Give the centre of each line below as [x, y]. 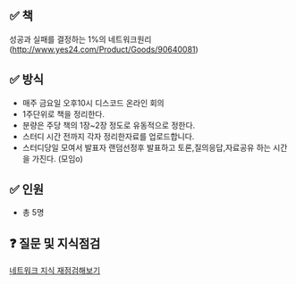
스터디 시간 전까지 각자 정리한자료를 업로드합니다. [108, 136]
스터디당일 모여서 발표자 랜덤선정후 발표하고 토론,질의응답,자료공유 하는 [146, 147]
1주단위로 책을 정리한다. [63, 113]
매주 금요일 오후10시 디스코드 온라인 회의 [93, 103]
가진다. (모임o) [57, 158]
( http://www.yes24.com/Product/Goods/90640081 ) [104, 49]
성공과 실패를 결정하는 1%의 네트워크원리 [80, 39]
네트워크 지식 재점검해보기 [55, 271]
